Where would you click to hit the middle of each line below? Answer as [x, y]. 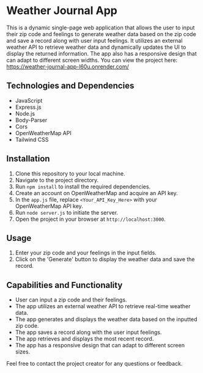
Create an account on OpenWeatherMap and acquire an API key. [97, 193]
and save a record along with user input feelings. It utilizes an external [94, 40]
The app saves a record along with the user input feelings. [88, 332]
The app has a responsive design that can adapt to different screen [100, 345]
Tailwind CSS [32, 139]
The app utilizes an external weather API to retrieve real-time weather [103, 306]
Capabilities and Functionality [65, 285]
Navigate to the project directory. [57, 180]
